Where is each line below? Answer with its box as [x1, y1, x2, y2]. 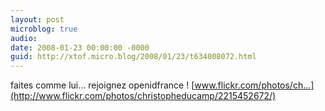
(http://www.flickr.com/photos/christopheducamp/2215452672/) [10, 90, 277, 102]
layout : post [10, 14, 65, 25]
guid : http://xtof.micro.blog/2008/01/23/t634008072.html [10, 52, 257, 62]
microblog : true [10, 24, 78, 34]
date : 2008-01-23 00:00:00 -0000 [10, 42, 150, 53]
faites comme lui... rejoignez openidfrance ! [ [10, 79, 195, 91]
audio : [10, 33, 38, 43]
